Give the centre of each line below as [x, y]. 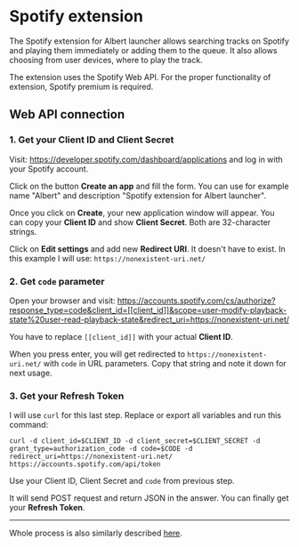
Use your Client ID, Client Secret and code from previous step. [122, 481]
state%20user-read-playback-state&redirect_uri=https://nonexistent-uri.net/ [149, 319]
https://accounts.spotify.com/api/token [85, 464]
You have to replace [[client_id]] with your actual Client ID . [121, 336]
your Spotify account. [49, 169]
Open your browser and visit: [62, 301]
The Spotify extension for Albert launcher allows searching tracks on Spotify [149, 41]
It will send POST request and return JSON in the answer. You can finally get [149, 498]
